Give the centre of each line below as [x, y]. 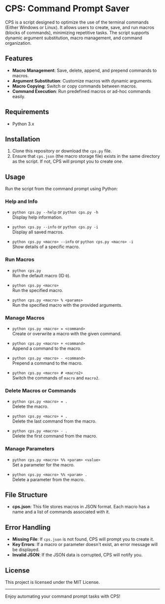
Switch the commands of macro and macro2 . [56, 378]
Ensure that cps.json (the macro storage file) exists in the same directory [86, 156]
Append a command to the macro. [47, 348]
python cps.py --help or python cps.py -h [55, 212]
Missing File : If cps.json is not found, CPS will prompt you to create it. [83, 539]
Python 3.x [23, 124]
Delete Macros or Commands [41, 390]
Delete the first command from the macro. [55, 436]
